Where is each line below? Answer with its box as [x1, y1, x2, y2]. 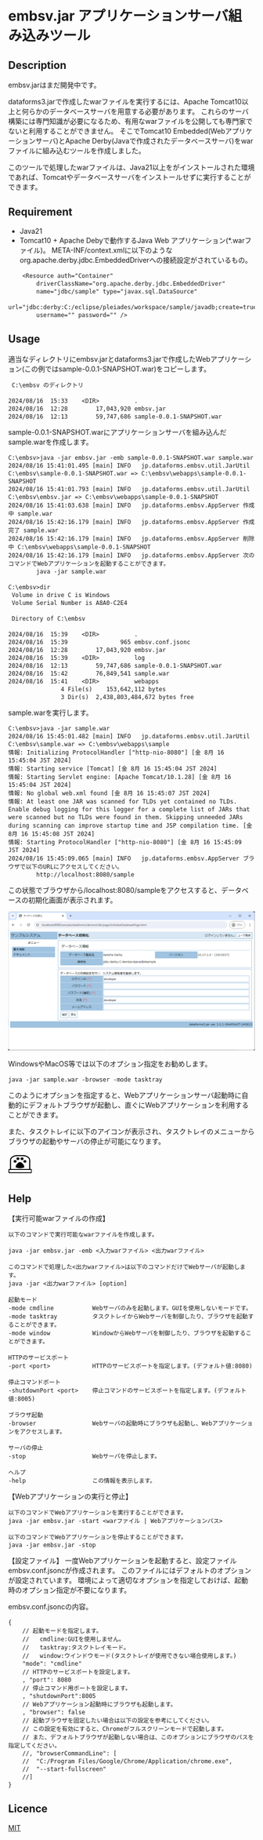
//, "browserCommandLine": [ [22, 1749, 117, 1758]
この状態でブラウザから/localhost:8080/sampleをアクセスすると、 [8, 885, 222, 894]
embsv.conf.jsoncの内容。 [8, 1601, 93, 1611]
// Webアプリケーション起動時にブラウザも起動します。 [22, 1700, 177, 1708]
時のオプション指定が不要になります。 [8, 1585, 131, 1594]
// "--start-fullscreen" [22, 1765, 107, 1773]
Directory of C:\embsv [11, 614, 86, 622]
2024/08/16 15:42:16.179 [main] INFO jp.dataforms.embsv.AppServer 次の [8, 551, 255, 559]
